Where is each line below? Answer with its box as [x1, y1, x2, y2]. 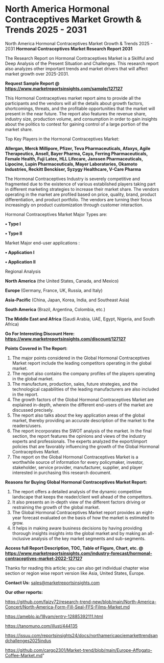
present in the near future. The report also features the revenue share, [5, 110, 147, 116]
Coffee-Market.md [5, 652, 43, 658]
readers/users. [12, 423, 42, 428]
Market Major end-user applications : [5, 239, 80, 246]
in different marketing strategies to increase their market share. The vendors [5, 186, 159, 192]
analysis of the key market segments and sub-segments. [31, 535, 146, 541]
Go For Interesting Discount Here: [5, 330, 75, 337]
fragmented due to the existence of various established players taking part [5, 181, 156, 187]
